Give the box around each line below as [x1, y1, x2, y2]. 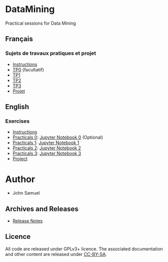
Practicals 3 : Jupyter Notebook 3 [12, 150, 81, 156]
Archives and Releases [5, 205, 79, 213]
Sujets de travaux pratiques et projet [5, 50, 97, 57]
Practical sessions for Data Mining [5, 20, 76, 26]
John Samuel [12, 190, 40, 196]
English [5, 103, 29, 111]
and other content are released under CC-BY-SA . [5, 251, 107, 257]
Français [5, 35, 33, 43]
